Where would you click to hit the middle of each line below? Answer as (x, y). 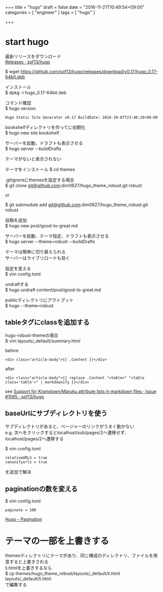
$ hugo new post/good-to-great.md (41, 225)
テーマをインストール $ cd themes (40, 169)
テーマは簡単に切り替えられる (35, 252)
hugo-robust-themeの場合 (32, 335)
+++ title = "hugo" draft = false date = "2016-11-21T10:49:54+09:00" (75, 7)
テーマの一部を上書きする (57, 541)
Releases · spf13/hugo (28, 62)
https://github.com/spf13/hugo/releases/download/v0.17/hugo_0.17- (89, 71)
